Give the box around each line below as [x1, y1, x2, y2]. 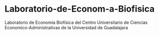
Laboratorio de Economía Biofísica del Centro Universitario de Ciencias [4, 19, 148, 25]
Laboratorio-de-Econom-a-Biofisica [4, 3, 155, 15]
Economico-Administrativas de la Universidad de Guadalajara [4, 24, 128, 30]
